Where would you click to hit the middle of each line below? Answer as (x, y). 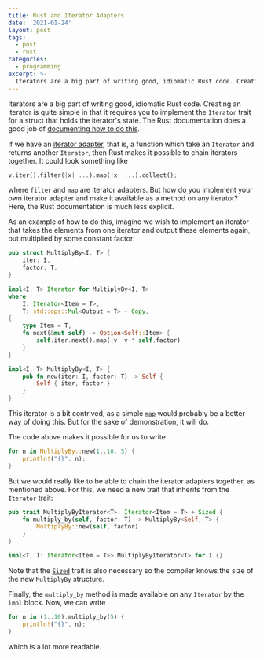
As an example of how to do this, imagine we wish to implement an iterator (129, 222)
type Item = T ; (47, 326)
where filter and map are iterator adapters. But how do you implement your (130, 190)
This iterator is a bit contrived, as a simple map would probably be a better (126, 413)
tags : (17, 37)
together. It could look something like (68, 160)
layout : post (29, 30)
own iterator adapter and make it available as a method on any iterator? (123, 198)
